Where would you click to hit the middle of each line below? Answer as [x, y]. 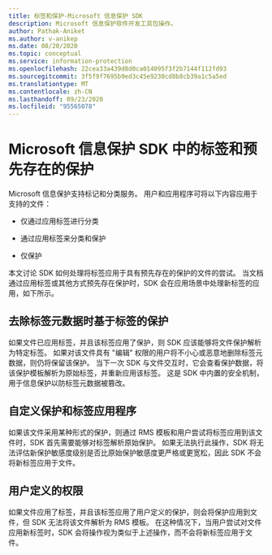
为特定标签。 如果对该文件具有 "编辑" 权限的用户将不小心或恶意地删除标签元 [136, 352]
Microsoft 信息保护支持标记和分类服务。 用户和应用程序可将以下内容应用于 [133, 194]
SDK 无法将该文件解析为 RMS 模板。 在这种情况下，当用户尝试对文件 [147, 522]
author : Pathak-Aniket [47, 31]
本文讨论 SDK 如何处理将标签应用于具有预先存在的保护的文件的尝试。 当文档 [136, 273]
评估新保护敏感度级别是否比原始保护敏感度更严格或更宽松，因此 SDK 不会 [138, 453]
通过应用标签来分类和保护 [63, 238]
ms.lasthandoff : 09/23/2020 [56, 99]
